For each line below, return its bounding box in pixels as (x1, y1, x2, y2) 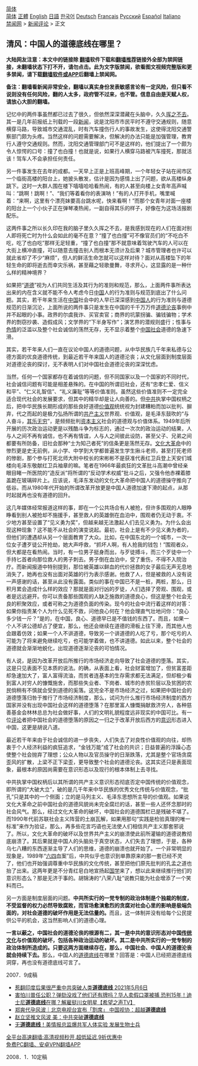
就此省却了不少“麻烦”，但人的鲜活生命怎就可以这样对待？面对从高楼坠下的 (6, 254, 187, 261)
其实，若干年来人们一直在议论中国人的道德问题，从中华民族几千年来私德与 (6, 345, 187, 353)
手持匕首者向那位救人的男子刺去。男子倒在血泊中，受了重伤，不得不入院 (6, 555, 181, 563)
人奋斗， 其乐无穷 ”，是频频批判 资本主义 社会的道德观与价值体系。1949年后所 (6, 417, 191, 424)
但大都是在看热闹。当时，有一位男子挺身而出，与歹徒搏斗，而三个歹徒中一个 (6, 548, 192, 555)
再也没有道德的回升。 (21, 491, 74, 498)
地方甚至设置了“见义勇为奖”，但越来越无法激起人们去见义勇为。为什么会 (11, 519, 187, 526)
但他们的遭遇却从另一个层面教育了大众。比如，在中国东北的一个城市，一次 (6, 534, 187, 541)
